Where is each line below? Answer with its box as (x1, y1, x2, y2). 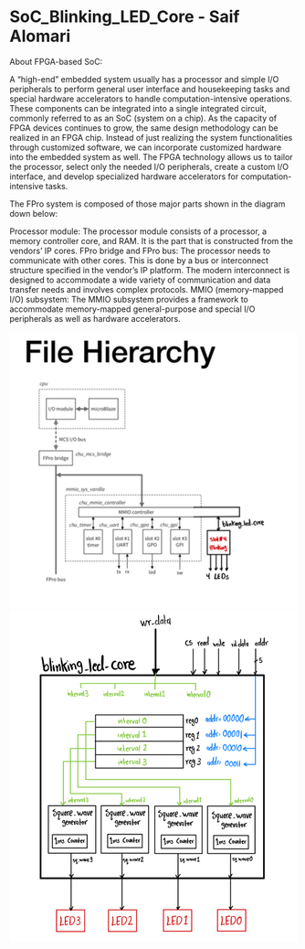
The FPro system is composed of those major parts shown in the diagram (9, 198, 286, 209)
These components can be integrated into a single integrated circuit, (9, 102, 268, 113)
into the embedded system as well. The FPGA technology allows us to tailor (9, 151, 294, 162)
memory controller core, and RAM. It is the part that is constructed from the (9, 235, 294, 246)
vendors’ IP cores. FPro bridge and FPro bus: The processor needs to (9, 245, 271, 256)
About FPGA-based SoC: (9, 56, 103, 67)
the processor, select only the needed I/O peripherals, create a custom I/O (9, 161, 289, 172)
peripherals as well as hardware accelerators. (9, 313, 181, 324)
